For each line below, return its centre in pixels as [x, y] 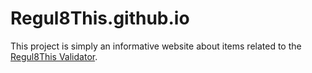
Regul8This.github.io [100, 18]
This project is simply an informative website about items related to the [156, 46]
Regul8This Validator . [54, 56]
